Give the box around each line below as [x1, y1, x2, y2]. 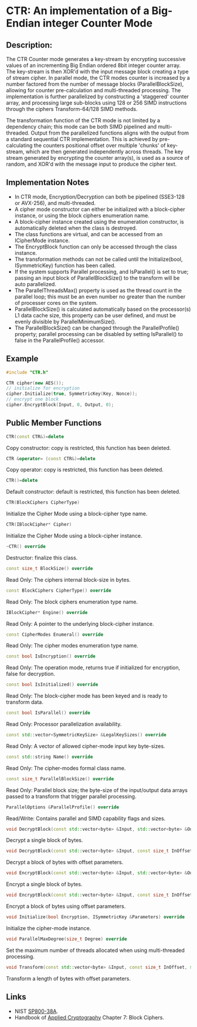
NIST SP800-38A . [14, 1008, 59, 1015]
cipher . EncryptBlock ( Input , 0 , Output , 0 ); [6, 402, 114, 408]
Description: [6, 40, 53, 50]
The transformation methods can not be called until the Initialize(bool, [14, 256, 183, 263]
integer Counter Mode [42, 16, 153, 30]
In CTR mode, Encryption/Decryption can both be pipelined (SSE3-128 [14, 193, 185, 200]
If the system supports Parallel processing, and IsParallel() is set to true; [14, 268, 189, 275]
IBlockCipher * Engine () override [6, 609, 88, 615]
